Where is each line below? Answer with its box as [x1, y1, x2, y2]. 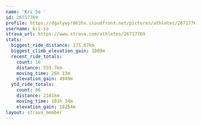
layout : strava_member [5, 109, 62, 115]
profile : [5, 20, 28, 26]
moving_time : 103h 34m [16, 98, 73, 104]
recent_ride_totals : [11, 53, 62, 59]
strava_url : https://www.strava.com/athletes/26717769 [5, 31, 146, 37]
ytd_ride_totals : [11, 82, 55, 88]
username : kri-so [5, 25, 49, 32]
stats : [5, 37, 22, 43]
